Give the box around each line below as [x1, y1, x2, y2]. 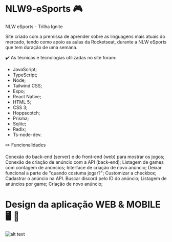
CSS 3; [12, 104, 28, 111]
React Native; [12, 93, 41, 99]
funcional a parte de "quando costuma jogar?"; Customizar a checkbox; [5, 170, 157, 176]
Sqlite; [12, 120, 27, 127]
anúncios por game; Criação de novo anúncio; [5, 181, 103, 187]
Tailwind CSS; [12, 82, 42, 89]
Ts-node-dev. [12, 131, 42, 138]
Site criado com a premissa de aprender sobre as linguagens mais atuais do [5, 33, 165, 39]
